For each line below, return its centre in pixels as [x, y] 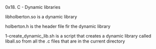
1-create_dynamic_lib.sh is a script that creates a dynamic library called [78, 36]
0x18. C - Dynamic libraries [33, 7]
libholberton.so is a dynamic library [41, 17]
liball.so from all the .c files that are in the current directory [65, 41]
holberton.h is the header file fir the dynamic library [58, 26]
